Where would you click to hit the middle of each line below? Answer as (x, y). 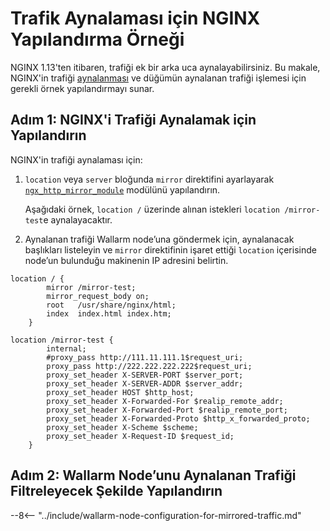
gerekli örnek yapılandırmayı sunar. (82, 88)
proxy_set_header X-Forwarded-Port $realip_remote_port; (167, 410)
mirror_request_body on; (98, 296)
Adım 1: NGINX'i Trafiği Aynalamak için (133, 120)
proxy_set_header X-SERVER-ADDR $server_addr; (145, 383)
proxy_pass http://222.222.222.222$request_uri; (149, 366)
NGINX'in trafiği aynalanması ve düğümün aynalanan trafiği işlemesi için (158, 78)
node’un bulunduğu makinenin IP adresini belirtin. (126, 260)
